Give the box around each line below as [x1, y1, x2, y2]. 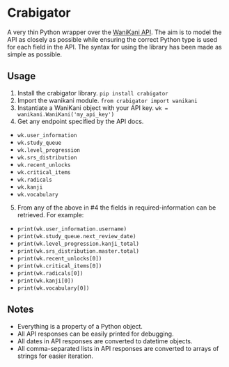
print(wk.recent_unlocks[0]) [17, 255, 102, 262]
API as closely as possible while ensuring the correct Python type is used [7, 35, 218, 43]
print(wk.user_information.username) [17, 225, 127, 233]
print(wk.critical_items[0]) [17, 263, 102, 270]
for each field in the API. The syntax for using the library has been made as [7, 42, 222, 51]
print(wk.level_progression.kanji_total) [17, 240, 139, 247]
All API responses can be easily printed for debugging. [17, 329, 174, 338]
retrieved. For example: [17, 210, 84, 219]
